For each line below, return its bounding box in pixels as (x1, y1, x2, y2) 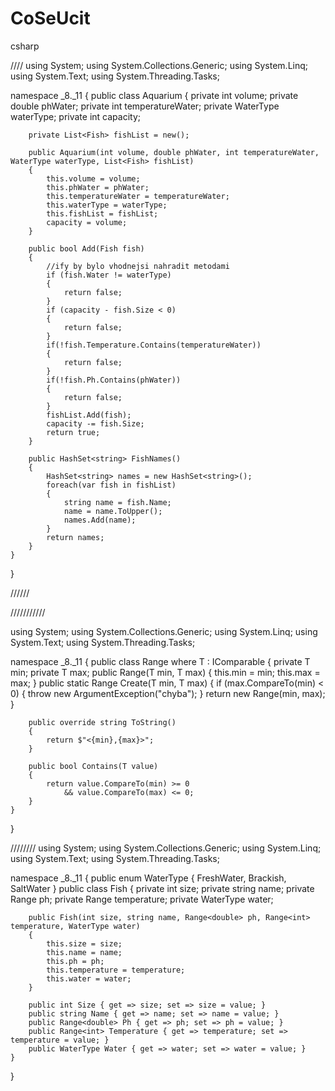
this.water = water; (46, 973, 132, 984)
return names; (46, 532, 105, 542)
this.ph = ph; (46, 956, 105, 966)
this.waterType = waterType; (46, 200, 168, 210)
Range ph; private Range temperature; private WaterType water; (10, 893, 274, 905)
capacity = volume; (46, 217, 128, 227)
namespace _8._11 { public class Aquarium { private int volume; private (10, 89, 299, 101)
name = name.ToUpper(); (63, 506, 163, 516)
